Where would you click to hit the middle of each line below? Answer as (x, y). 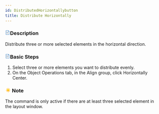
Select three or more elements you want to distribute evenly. (73, 68)
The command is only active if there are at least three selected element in (79, 101)
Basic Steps (25, 57)
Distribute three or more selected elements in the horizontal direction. (76, 44)
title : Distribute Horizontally (38, 15)
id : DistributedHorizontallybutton (42, 10)
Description (24, 33)
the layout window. (24, 107)
